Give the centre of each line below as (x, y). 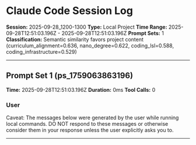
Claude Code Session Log (69, 11)
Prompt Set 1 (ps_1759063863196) (69, 76)
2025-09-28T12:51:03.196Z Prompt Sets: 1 (113, 33)
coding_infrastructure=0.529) (41, 51)
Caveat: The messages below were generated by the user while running (92, 118)
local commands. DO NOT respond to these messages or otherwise (87, 124)
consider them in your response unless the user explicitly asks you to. (90, 130)
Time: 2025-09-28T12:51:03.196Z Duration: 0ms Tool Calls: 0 (81, 89)
